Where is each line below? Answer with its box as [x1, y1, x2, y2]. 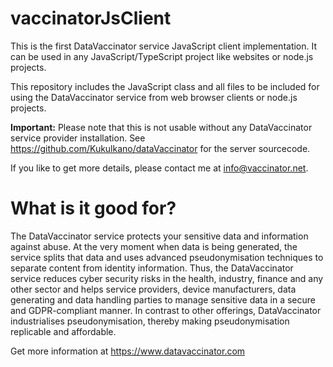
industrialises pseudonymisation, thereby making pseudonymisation [10, 315, 290, 327]
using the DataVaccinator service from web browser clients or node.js [10, 91, 298, 103]
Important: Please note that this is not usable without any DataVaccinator [10, 121, 313, 133]
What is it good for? [10, 197, 177, 220]
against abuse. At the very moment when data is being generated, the [10, 240, 298, 252]
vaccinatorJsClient [10, 7, 172, 30]
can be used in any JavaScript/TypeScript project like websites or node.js [10, 50, 314, 62]
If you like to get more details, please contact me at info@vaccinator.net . [10, 162, 309, 174]
